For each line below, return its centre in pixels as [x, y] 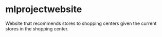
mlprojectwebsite [44, 9]
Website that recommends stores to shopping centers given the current [81, 23]
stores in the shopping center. [37, 28]
